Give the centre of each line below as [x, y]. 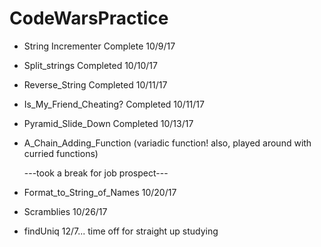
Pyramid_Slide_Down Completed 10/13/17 [108, 123]
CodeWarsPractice [89, 18]
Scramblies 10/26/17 [65, 211]
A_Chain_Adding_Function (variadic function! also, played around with [167, 143]
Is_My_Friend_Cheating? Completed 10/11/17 [114, 104]
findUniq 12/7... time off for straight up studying [121, 231]
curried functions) [61, 153]
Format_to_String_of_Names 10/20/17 [100, 192]
